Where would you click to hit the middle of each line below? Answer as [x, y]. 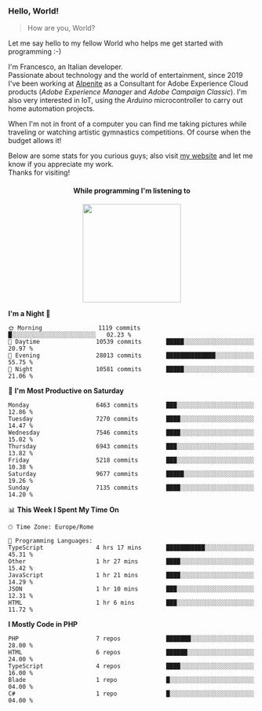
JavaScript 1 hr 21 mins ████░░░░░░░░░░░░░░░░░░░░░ [131, 575]
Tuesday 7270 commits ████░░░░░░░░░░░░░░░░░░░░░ [131, 418]
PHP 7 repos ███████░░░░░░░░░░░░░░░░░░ [131, 639]
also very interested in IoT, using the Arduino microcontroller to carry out [126, 101]
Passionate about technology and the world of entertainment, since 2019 [126, 76]
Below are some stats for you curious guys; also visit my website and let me [131, 156]
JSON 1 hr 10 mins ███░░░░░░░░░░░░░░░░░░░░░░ [131, 589]
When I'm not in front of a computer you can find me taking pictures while [127, 124]
